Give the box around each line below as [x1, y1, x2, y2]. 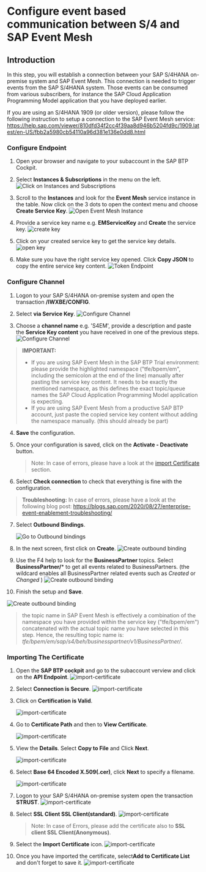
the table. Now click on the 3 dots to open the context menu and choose [15, 201, 198, 208]
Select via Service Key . [15, 310, 76, 317]
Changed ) [15, 576, 43, 583]
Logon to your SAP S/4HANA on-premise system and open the [15, 291, 174, 299]
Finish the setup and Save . [15, 588, 83, 595]
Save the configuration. [15, 429, 76, 436]
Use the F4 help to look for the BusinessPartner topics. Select [15, 556, 174, 564]
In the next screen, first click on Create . [15, 544, 116, 552]
